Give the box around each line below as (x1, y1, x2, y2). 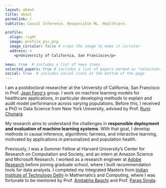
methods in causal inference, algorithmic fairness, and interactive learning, (5, 131, 157, 137)
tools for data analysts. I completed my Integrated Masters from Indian (5, 167, 148, 173)
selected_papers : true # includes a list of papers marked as (5, 66, 136, 72)
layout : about (5, 7, 35, 12)
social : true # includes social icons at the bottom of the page (5, 71, 145, 76)
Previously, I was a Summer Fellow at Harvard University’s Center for (5, 146, 145, 152)
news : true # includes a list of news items (5, 62, 100, 67)
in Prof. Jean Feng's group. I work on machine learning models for (5, 90, 140, 96)
